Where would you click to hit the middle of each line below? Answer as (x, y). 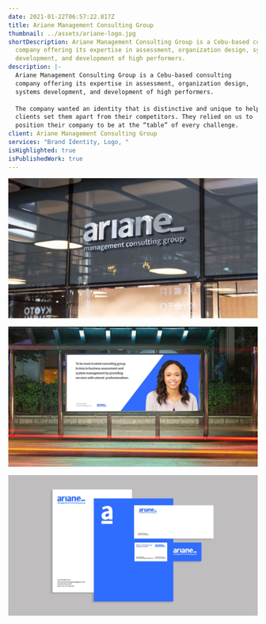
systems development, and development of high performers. (115, 92)
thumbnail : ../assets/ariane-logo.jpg (72, 33)
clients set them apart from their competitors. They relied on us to (134, 117)
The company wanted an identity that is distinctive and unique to (129, 108)
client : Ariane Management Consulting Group (83, 134)
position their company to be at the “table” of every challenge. (127, 126)
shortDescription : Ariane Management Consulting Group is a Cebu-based (129, 42)
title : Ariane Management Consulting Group (81, 25)
